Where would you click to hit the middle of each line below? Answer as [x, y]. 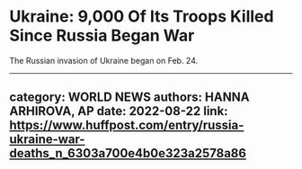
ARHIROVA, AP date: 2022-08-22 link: [119, 111]
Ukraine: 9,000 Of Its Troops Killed [142, 17]
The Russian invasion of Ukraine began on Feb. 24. [104, 60]
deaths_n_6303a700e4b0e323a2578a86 [128, 153]
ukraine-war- [47, 140]
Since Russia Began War [102, 36]
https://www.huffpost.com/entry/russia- [127, 125]
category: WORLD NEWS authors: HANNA [129, 98]
